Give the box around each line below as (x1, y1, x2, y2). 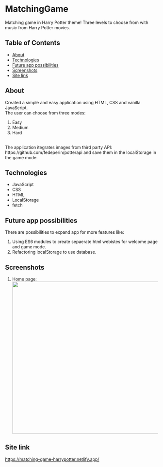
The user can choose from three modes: (5, 110, 86, 115)
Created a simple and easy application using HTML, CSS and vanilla (5, 99, 141, 105)
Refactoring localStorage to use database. (12, 249, 97, 255)
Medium (12, 124, 29, 130)
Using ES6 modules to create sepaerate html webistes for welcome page (12, 239, 158, 244)
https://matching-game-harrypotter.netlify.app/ (5, 456, 99, 462)
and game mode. (12, 244, 46, 250)
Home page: (12, 276, 37, 282)
